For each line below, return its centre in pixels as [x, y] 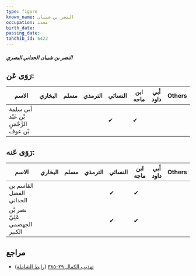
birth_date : [20, 28]
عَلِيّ [14, 217]
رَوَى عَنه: [20, 152]
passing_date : [23, 33]
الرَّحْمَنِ [18, 124]
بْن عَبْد [17, 116]
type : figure [22, 11]
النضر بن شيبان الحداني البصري [39, 57]
